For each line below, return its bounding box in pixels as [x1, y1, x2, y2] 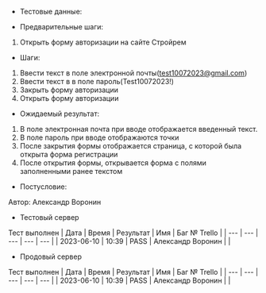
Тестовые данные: [19, 7, 83, 16]
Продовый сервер [19, 252, 82, 261]
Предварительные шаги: [19, 22, 104, 31]
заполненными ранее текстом [19, 167, 123, 175]
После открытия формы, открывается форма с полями [19, 158, 206, 168]
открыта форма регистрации [19, 150, 118, 159]
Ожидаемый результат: [19, 109, 100, 118]
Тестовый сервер [19, 213, 79, 222]
